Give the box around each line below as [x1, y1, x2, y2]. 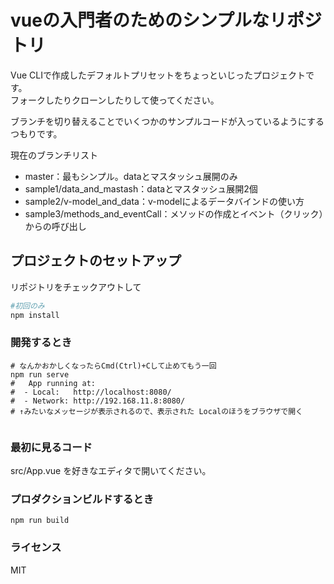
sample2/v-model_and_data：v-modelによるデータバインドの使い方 [24, 195, 305, 207]
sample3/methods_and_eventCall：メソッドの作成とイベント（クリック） [24, 207, 324, 220]
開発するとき [10, 336, 73, 350]
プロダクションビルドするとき [10, 492, 155, 506]
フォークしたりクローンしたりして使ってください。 [10, 94, 220, 106]
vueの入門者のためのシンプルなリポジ [10, 9, 323, 32]
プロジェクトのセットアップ [10, 252, 182, 270]
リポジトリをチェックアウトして [10, 281, 142, 293]
